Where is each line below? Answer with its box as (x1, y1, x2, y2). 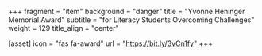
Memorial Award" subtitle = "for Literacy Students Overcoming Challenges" (8, 15, 255, 24)
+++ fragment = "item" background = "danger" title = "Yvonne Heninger (8, 7, 245, 16)
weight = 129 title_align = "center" (8, 24, 119, 32)
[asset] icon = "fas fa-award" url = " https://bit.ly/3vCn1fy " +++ (8, 39, 213, 48)
